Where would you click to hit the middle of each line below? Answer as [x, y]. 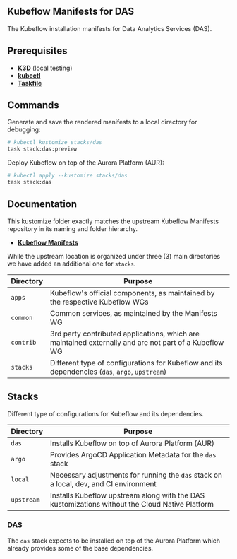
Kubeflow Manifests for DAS [71, 12]
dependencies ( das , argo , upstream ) [108, 372]
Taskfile [30, 83]
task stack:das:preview [42, 149]
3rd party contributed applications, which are [124, 334]
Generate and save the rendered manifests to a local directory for [102, 122]
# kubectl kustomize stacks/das [55, 143]
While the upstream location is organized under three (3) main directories [114, 256]
